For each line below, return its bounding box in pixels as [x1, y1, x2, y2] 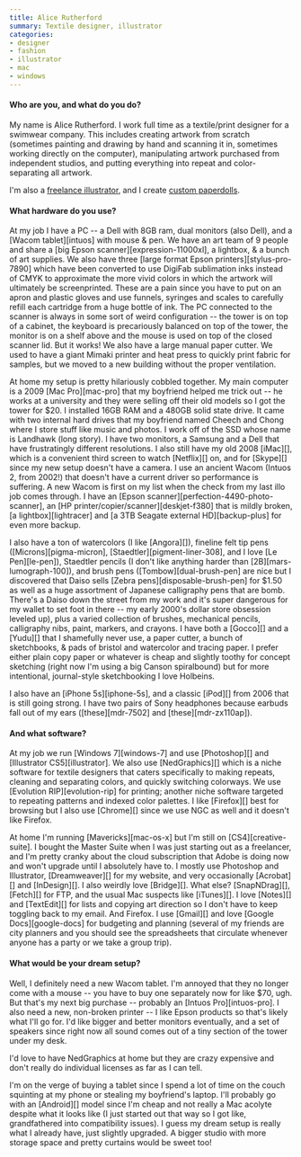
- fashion [9, 47, 47, 56]
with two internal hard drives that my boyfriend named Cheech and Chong [9, 414, 285, 425]
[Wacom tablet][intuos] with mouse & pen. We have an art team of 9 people [9, 235, 289, 245]
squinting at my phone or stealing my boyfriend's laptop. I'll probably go [9, 1089, 277, 1099]
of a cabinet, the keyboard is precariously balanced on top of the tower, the [9, 321, 289, 332]
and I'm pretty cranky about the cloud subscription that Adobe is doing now [9, 851, 289, 862]
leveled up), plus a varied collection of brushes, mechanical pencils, [9, 613, 261, 625]
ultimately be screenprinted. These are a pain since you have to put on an [9, 282, 282, 293]
